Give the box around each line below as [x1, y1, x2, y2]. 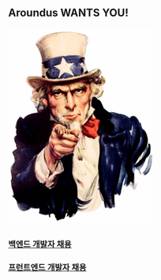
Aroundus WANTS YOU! [8, 6, 129, 20]
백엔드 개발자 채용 [8, 238, 73, 249]
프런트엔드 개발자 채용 [8, 262, 87, 273]
